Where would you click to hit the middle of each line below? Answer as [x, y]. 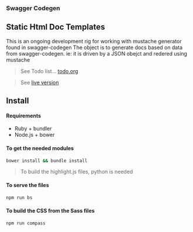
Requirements [24, 116]
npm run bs [19, 198]
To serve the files [28, 185]
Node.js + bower [35, 135]
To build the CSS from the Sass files [50, 211]
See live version [39, 82]
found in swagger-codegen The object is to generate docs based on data [94, 47]
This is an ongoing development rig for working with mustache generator [94, 41]
